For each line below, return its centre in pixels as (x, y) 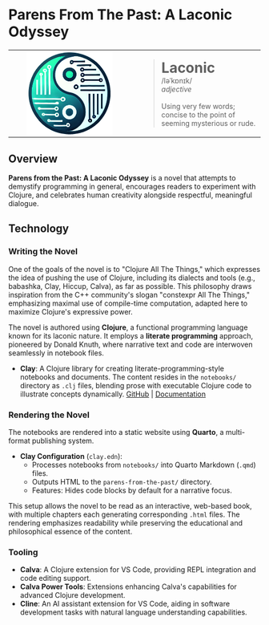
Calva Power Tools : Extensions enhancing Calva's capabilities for (128, 586)
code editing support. (56, 578)
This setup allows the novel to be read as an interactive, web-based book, (130, 505)
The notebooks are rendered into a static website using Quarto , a (116, 432)
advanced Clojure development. (72, 595)
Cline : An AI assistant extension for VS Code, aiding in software (125, 604)
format (19, 440)
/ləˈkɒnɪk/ (177, 80)
